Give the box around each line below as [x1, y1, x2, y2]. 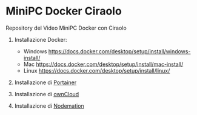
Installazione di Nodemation [14, 102, 84, 110]
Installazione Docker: [14, 36, 67, 43]
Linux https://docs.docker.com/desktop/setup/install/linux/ [23, 67, 170, 74]
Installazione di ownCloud [14, 90, 79, 97]
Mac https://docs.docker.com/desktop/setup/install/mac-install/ [23, 61, 184, 68]
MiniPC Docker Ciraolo [5, 4, 122, 18]
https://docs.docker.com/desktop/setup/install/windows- [48, 47, 191, 55]
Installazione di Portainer [14, 79, 77, 86]
